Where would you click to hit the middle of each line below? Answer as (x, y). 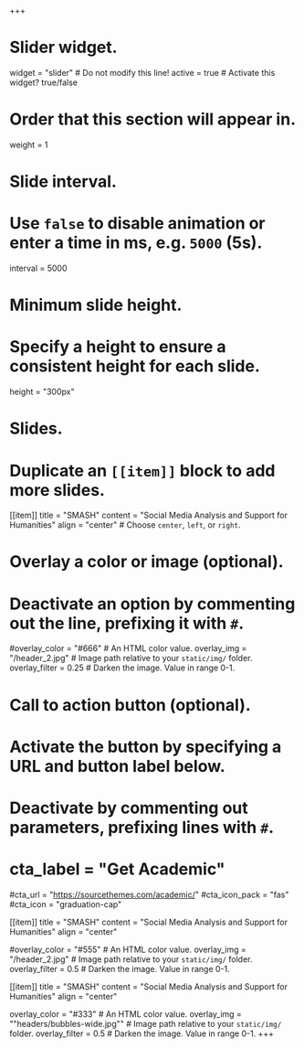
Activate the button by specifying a (146, 747)
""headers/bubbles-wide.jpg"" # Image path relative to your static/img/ (146, 1023)
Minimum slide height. (96, 305)
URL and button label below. (117, 766)
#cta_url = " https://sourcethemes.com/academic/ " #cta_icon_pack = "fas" (149, 894)
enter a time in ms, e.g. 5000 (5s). (136, 243)
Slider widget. (63, 48)
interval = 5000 (38, 268)
